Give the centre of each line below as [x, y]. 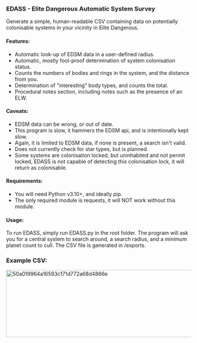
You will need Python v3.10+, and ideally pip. [68, 194]
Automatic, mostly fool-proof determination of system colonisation [95, 60]
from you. [26, 79]
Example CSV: [27, 260]
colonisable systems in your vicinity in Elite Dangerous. [72, 28]
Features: [18, 41]
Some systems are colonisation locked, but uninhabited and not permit [100, 155]
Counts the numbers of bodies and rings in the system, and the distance [102, 73]
